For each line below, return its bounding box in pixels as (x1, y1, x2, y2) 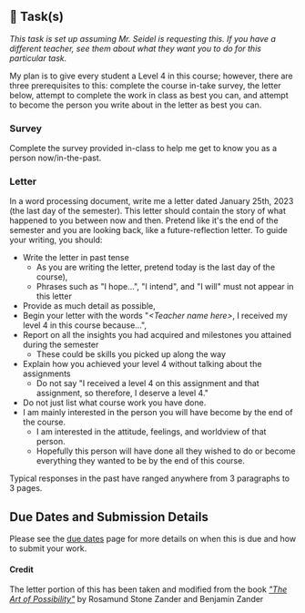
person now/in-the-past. (9, 152, 102, 164)
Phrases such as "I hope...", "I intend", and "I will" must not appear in (36, 281, 294, 292)
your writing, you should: (9, 234, 103, 246)
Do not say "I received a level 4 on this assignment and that (36, 378, 259, 389)
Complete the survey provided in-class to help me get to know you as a (9, 143, 278, 154)
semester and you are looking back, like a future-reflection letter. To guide (9, 225, 289, 236)
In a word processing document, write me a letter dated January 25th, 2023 (9, 196, 294, 207)
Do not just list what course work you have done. (22, 397, 207, 408)
